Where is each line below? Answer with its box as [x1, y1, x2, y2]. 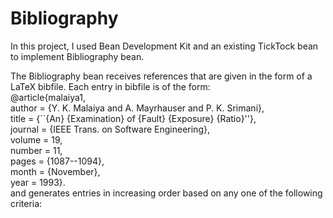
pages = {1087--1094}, [10, 155, 105, 167]
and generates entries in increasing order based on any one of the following [10, 187, 323, 199]
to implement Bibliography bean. [10, 50, 145, 62]
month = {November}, [10, 165, 101, 177]
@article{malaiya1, [10, 91, 86, 103]
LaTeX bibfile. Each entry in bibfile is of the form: [10, 80, 211, 92]
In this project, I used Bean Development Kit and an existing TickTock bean [10, 40, 319, 52]
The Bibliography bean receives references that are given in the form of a [10, 70, 313, 82]
